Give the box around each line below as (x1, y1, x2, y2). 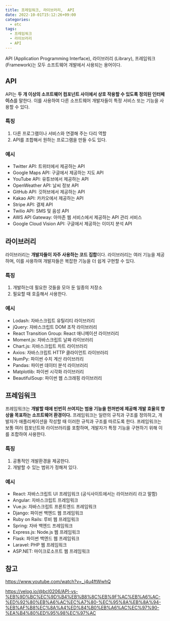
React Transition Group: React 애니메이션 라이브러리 (12, 330, 120, 336)
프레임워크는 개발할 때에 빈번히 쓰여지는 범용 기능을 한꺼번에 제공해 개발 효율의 (5, 406, 160, 412)
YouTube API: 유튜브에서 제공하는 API (12, 176, 89, 182)
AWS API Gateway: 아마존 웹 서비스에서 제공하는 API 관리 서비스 (12, 214, 143, 220)
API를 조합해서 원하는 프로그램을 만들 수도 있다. (12, 136, 107, 143)
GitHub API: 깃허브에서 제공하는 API (12, 189, 85, 195)
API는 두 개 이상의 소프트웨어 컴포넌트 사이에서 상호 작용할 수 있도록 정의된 (5, 91, 152, 97)
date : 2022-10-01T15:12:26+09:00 (5, 12, 76, 17)
